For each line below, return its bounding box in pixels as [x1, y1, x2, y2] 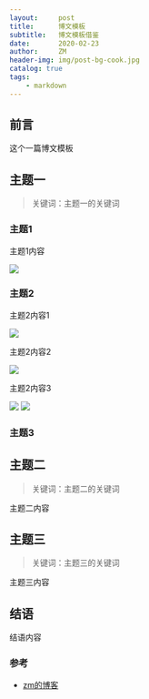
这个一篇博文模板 [9, 143, 74, 154]
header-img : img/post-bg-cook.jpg [9, 56, 141, 65]
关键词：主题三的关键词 [31, 557, 120, 569]
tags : [9, 73, 30, 82]
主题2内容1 [9, 309, 50, 320]
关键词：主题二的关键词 [31, 483, 120, 494]
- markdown [25, 81, 67, 90]
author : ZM [9, 47, 67, 56]
